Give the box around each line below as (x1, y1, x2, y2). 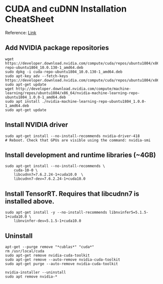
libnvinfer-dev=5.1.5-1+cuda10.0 (14, 219, 81, 223)
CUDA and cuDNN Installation (5, 3, 127, 15)
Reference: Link (5, 30, 36, 35)
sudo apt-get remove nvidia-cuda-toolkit (5, 253, 90, 258)
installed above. (5, 197, 55, 205)
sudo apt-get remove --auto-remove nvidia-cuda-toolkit (5, 257, 120, 262)
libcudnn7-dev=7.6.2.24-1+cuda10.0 (14, 176, 86, 181)
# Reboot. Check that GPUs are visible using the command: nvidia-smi (5, 138, 151, 142)
